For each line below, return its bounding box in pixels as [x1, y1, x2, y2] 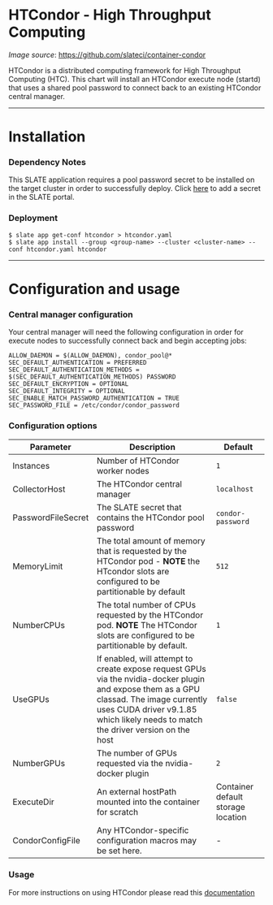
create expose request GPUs [96, 663, 207, 674]
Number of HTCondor [96, 455, 180, 466]
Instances [12, 460, 50, 471]
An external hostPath [96, 786, 177, 797]
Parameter [29, 441, 71, 452]
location [215, 811, 247, 822]
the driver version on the [96, 724, 191, 735]
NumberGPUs [12, 757, 66, 769]
